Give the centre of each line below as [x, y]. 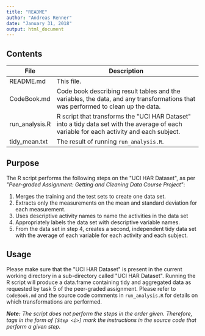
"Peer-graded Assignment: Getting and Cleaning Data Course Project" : [96, 184]
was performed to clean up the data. [109, 106]
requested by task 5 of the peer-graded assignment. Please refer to [91, 288]
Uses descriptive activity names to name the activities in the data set [102, 216]
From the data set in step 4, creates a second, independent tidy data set [106, 228]
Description [126, 71]
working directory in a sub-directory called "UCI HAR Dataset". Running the [101, 276]
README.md [27, 81]
